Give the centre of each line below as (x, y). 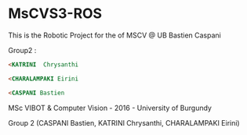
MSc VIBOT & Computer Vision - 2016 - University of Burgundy (110, 108)
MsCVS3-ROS (55, 14)
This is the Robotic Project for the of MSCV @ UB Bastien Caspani (114, 35)
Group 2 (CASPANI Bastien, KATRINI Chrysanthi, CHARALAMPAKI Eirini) (124, 123)
